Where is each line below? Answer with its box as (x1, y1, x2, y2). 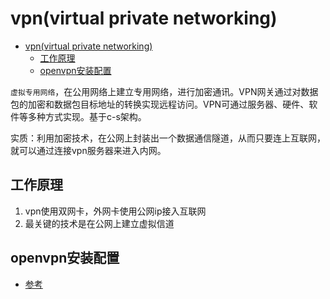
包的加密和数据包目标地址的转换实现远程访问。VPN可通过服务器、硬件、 (10, 98, 310, 110)
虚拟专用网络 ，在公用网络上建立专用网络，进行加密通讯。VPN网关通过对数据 (10, 85, 319, 97)
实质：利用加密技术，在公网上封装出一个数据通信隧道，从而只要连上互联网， (10, 132, 326, 144)
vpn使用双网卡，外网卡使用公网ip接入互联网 (24, 205, 207, 217)
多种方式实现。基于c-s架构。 (27, 110, 147, 122)
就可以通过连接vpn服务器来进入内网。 (10, 144, 167, 156)
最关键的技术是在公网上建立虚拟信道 (24, 217, 175, 229)
